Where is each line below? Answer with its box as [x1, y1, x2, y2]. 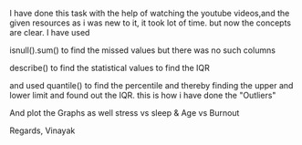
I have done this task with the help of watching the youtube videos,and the [9, 8, 290, 18]
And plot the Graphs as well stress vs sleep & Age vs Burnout [9, 108, 240, 118]
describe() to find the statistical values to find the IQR [9, 63, 210, 73]
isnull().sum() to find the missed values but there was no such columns [9, 45, 276, 56]
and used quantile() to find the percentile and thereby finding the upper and [9, 80, 294, 90]
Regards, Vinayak [9, 125, 76, 136]
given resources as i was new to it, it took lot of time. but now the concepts [9, 17, 292, 28]
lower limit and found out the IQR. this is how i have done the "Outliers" [9, 90, 276, 100]
